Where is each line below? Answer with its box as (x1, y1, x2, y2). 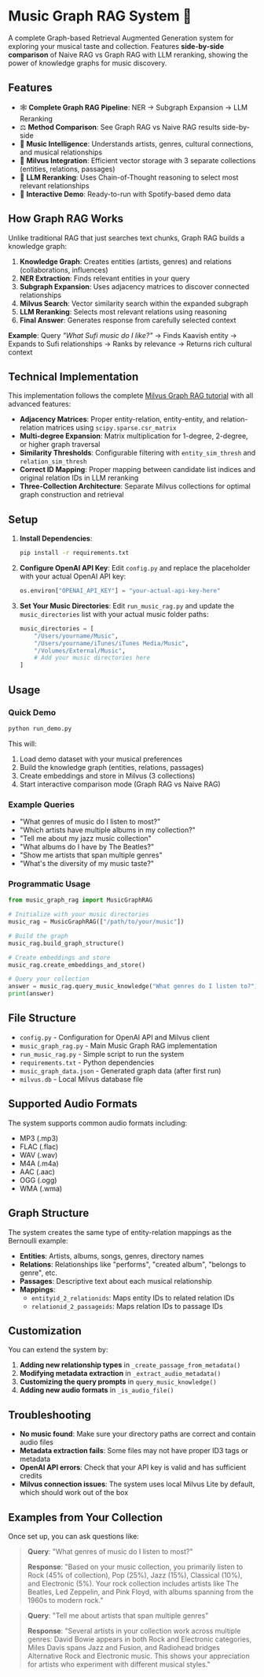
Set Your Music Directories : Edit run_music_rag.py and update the (19, 601, 234, 610)
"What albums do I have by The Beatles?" (19, 842, 155, 852)
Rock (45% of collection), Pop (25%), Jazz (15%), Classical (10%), (27, 1570, 243, 1579)
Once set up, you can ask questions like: (8, 1531, 139, 1541)
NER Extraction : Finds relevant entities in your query (19, 273, 190, 283)
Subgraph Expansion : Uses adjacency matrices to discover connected (19, 281, 250, 291)
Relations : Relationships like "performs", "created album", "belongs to (19, 1259, 246, 1269)
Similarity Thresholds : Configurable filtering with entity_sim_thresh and (19, 448, 256, 458)
